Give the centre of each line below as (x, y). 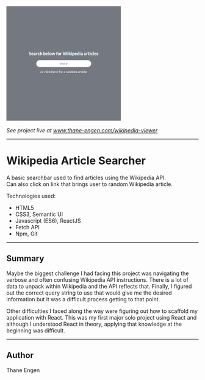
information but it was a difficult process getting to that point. (83, 299)
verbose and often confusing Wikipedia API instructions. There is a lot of (98, 279)
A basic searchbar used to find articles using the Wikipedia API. (86, 177)
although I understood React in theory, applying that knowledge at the (94, 324)
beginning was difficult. (36, 330)
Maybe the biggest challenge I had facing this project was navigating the (98, 273)
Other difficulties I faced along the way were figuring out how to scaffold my (102, 311)
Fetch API (27, 227)
